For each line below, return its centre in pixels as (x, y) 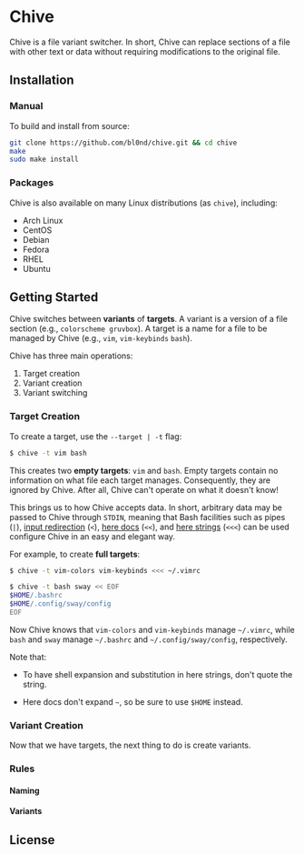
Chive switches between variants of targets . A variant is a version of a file (149, 319)
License (32, 840)
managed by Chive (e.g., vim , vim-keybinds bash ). (101, 338)
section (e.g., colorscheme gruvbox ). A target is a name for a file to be (138, 328)
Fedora (36, 249)
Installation (42, 80)
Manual (26, 106)
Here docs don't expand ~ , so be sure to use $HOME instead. (132, 701)
